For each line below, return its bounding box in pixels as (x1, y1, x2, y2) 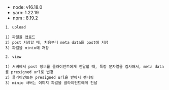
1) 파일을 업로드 (5, 35, 36, 40)
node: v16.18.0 (12, 4, 43, 10)
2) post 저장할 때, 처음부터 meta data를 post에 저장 (5, 40, 109, 45)
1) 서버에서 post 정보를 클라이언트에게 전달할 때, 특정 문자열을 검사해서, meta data (5, 64, 164, 70)
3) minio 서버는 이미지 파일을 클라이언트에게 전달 (5, 80, 97, 85)
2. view (5, 54, 22, 59)
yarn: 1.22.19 (12, 10, 39, 16)
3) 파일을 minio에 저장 (5, 45, 49, 51)
